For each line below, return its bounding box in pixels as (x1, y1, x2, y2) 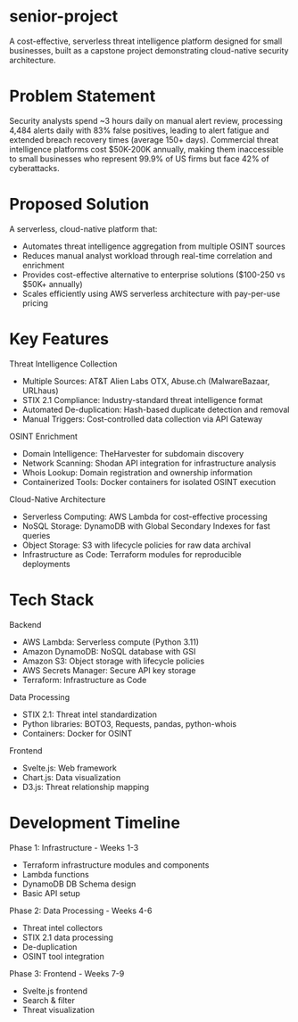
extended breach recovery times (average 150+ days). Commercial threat (9, 134, 279, 144)
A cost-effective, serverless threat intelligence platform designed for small (9, 36, 283, 46)
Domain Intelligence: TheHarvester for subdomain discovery (21, 448, 244, 458)
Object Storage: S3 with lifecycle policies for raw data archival (21, 540, 252, 550)
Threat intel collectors (21, 922, 103, 933)
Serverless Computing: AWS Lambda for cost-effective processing (21, 511, 268, 522)
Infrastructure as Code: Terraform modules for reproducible (21, 548, 243, 559)
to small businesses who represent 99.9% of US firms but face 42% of (9, 153, 269, 164)
